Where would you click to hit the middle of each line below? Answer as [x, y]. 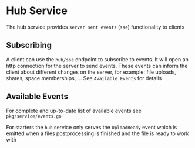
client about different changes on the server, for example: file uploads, [91, 72]
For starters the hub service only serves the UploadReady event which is [92, 127]
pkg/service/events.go [34, 116]
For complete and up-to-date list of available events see [74, 111]
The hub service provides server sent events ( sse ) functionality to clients [95, 27]
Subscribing [29, 45]
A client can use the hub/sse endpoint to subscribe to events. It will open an [97, 59]
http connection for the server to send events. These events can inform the [97, 66]
